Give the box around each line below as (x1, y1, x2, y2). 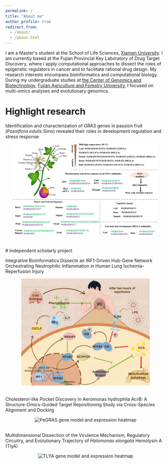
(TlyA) (5, 443, 18, 449)
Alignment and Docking (5, 407, 54, 413)
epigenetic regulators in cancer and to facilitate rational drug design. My (5, 66, 157, 72)
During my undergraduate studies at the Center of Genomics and (5, 77, 142, 83)
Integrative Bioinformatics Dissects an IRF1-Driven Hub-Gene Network (5, 258, 153, 264)
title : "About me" (5, 13, 44, 19)
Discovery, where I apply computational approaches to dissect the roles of (5, 61, 161, 66)
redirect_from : (5, 25, 38, 30)
